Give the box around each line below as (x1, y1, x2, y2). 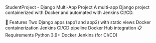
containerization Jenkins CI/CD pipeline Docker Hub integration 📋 (5, 25, 142, 30)
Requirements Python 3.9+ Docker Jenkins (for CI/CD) (5, 32, 118, 38)
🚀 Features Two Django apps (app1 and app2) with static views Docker (5, 19, 151, 25)
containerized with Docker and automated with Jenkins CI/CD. (5, 9, 134, 15)
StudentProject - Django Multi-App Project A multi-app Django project (5, 4, 150, 10)
